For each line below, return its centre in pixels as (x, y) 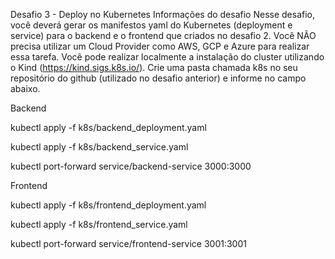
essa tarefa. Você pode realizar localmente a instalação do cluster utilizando (167, 57)
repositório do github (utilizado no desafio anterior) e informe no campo (158, 78)
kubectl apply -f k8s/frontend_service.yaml (99, 224)
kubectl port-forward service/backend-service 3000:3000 (131, 166)
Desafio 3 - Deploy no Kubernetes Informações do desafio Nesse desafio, (163, 14)
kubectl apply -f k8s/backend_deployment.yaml (108, 127)
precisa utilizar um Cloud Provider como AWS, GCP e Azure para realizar (160, 46)
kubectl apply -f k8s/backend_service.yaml (99, 147)
